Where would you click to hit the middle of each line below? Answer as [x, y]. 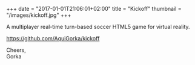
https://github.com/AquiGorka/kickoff [53, 38]
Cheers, [16, 50]
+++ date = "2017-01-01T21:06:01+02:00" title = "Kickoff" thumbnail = [94, 9]
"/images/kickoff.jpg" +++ [39, 15]
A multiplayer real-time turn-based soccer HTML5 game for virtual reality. [98, 27]
